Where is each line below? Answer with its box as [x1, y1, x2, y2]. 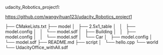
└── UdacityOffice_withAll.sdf [5, 45, 68, 50]
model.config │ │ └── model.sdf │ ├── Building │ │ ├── [5, 29, 136, 34]
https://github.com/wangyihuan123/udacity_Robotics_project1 [5, 14, 132, 19]
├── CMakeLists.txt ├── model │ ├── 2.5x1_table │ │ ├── [5, 23, 136, 29]
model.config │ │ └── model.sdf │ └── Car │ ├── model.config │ [5, 34, 152, 40]
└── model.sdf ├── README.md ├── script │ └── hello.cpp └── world [5, 39, 158, 45]
